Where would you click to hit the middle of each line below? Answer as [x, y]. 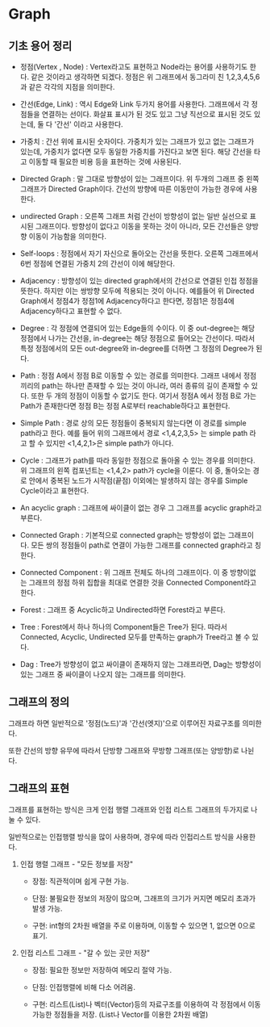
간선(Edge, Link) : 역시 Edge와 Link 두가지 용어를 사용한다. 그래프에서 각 [135, 104]
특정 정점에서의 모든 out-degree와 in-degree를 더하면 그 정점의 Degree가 [137, 348]
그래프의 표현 [39, 788]
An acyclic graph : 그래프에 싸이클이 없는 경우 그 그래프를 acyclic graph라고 [141, 508]
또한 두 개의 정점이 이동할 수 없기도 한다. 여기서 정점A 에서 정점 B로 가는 [144, 396]
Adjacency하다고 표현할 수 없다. [71, 311]
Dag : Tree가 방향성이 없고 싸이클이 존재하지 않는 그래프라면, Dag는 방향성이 [141, 664]
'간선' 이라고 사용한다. [89, 124]
